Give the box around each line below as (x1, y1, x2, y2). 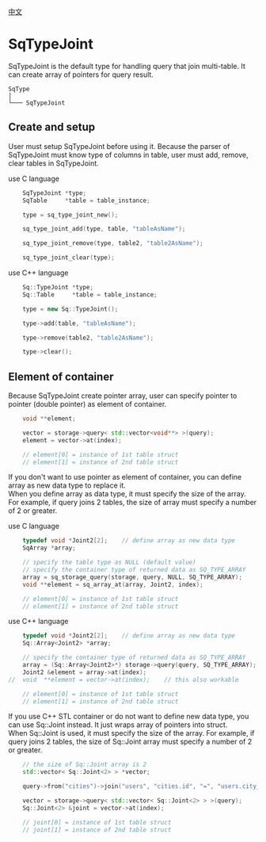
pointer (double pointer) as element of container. (8, 400, 167, 409)
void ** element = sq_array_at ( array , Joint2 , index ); (22, 580, 203, 588)
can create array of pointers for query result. (8, 70, 154, 79)
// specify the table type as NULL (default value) (22, 558, 196, 567)
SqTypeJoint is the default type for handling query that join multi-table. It (8, 61, 245, 71)
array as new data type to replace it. (8, 480, 127, 490)
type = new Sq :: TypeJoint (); (22, 304, 119, 313)
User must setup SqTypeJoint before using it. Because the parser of (8, 141, 230, 151)
